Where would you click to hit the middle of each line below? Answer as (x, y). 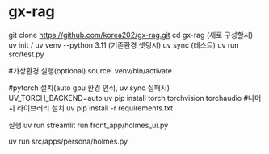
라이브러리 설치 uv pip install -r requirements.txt (95, 108)
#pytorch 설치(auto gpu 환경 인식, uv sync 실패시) (89, 88)
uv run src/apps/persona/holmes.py (68, 141)
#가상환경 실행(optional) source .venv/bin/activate (90, 70)
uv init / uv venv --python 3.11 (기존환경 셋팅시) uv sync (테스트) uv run (124, 45)
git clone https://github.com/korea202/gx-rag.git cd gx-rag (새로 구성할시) (131, 35)
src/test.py (26, 54)
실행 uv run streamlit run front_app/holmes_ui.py (88, 125)
